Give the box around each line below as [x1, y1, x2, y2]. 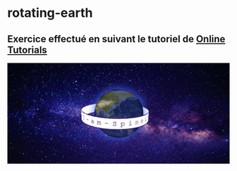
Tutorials [7, 44, 47, 56]
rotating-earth [7, 5, 93, 21]
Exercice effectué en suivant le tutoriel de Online [7, 33, 226, 45]
